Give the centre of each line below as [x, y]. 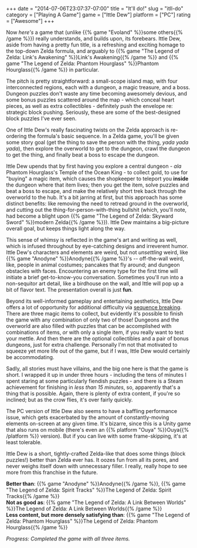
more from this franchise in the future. [52, 472]
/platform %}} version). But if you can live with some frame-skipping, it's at [97, 436]
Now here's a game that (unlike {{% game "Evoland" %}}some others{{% [95, 32]
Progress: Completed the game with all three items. [68, 539]
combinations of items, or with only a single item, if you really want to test [95, 332]
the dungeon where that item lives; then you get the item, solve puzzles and [98, 185]
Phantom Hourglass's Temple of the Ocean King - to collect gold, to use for [97, 172]
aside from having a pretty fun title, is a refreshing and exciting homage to [95, 45]
